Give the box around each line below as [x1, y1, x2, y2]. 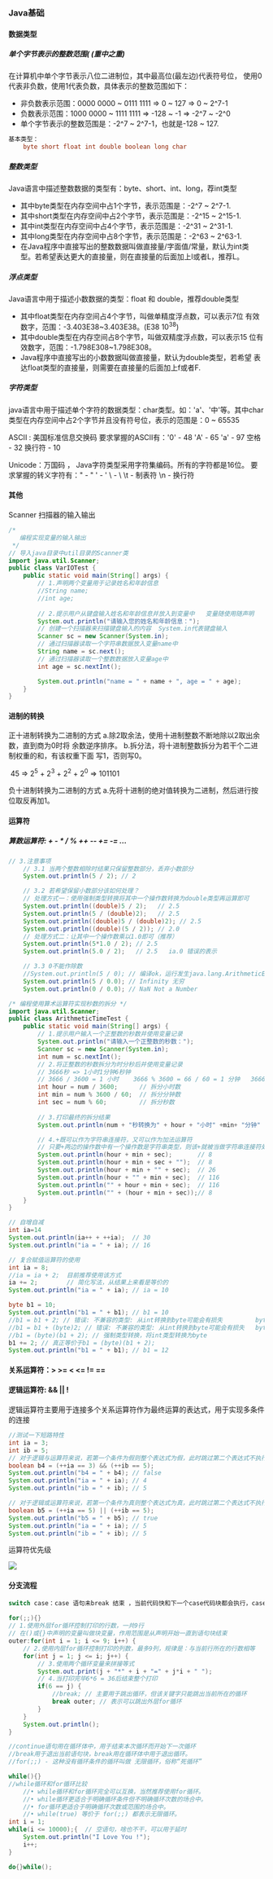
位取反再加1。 [8, 796, 54, 806]
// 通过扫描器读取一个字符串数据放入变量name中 [37, 640, 179, 649]
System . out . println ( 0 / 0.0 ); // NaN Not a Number [23, 984, 198, 993]
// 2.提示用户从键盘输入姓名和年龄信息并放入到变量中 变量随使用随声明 [37, 609, 254, 618]
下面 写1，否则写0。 [79, 751, 146, 761]
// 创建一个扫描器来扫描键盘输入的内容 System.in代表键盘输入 [37, 625, 227, 633]
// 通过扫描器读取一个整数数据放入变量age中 [37, 654, 169, 663]
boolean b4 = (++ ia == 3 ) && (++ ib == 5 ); [8, 1461, 154, 1470]
